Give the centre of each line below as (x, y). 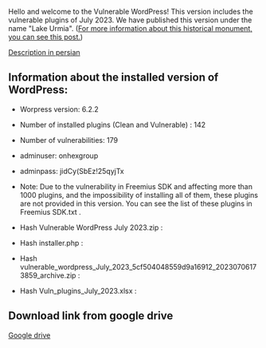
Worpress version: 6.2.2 (59, 109)
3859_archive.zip (48, 275)
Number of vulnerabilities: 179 (68, 140)
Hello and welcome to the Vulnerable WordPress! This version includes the (131, 12)
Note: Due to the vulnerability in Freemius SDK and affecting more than (136, 186)
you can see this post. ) (46, 37)
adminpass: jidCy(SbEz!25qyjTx (72, 171)
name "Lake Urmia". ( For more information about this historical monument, (131, 28)
